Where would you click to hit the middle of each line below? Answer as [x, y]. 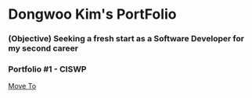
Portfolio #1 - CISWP [47, 69]
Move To [22, 86]
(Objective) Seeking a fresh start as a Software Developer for [126, 39]
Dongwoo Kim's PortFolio [92, 14]
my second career [43, 48]
